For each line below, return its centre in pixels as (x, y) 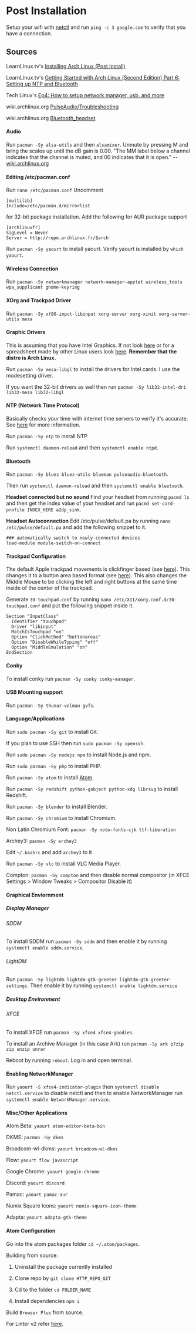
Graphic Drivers (26, 332)
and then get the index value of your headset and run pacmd (78, 503)
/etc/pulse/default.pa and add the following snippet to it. (76, 527)
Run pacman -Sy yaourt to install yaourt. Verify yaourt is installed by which (95, 249)
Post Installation (46, 11)
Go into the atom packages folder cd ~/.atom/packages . (73, 1243)
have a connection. (29, 33)
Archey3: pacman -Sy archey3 (42, 841)
